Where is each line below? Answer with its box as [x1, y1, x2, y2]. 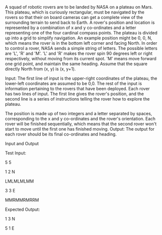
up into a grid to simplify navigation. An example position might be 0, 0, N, [5, 35, 152, 41]
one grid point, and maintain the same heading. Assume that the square [5, 61, 147, 67]
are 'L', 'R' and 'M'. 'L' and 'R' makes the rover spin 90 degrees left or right [5, 50, 153, 56]
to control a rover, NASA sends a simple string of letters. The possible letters [5, 46, 158, 51]
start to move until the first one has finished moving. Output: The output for [5, 126, 155, 132]
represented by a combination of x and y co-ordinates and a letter [5, 25, 136, 31]
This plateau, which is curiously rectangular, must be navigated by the [5, 9, 145, 15]
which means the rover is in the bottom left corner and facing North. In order [5, 40, 157, 46]
